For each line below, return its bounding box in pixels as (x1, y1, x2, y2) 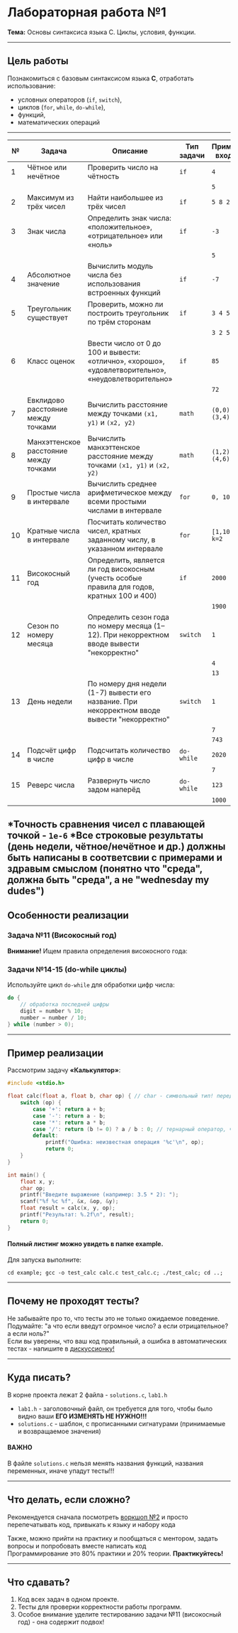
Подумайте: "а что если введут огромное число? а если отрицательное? (7, 1322, 229, 1330)
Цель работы (7, 55, 69, 68)
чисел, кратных (87, 525, 142, 535)
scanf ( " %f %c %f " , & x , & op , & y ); (20, 1198, 119, 1205)
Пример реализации (7, 1046, 104, 1059)
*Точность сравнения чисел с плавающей (7, 818, 205, 830)
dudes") (7, 885, 45, 897)
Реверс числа (27, 780, 75, 790)
